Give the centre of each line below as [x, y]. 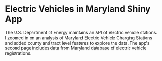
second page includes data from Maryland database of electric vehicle [76, 48]
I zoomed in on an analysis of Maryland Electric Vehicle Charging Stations [79, 38]
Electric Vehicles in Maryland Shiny [78, 9]
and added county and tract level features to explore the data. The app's [77, 43]
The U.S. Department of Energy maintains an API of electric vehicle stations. [81, 32]
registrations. [18, 53]
